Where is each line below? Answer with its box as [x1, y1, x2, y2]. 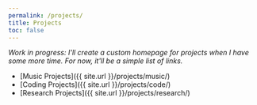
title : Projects [8, 19, 62, 27]
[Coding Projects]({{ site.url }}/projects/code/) [19, 80, 171, 89]
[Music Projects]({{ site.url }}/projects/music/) [19, 72, 171, 81]
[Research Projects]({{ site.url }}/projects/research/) [19, 88, 190, 98]
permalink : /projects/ [8, 11, 83, 20]
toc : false [8, 26, 44, 34]
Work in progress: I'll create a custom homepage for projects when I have [8, 48, 250, 58]
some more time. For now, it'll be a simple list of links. [8, 56, 183, 66]
